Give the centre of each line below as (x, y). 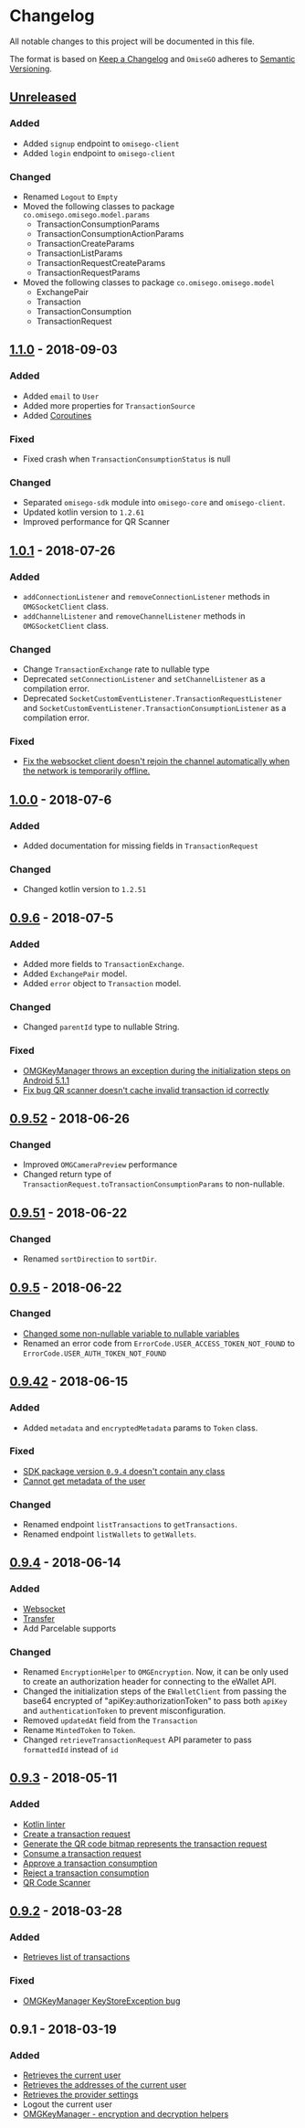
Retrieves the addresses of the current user (105, 2085)
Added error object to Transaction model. (102, 984)
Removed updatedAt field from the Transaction (110, 1720)
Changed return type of (67, 1175)
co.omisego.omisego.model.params (86, 215)
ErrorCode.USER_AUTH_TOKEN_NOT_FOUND (95, 1354)
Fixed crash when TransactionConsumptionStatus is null (126, 459)
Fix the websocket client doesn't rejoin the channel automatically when (156, 761)
